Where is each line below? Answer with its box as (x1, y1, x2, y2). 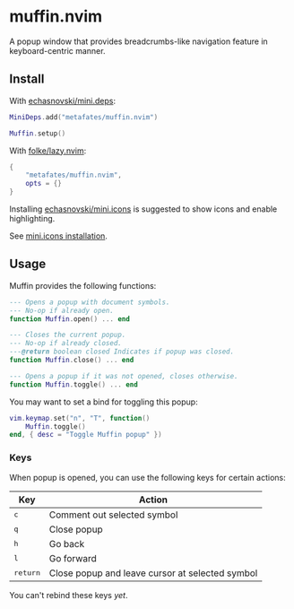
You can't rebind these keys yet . (9, 589, 128, 600)
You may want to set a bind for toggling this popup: (9, 396, 199, 407)
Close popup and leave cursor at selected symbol (48, 567, 258, 579)
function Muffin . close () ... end (9, 356, 134, 365)
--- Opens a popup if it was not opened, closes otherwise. (9, 371, 239, 380)
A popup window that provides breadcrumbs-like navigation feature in (9, 36, 269, 47)
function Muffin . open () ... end (9, 314, 130, 324)
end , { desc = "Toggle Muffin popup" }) (9, 431, 163, 439)
